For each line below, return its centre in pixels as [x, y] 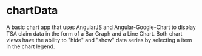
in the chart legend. [31, 46]
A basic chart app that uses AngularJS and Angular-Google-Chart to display [101, 27]
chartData [32, 11]
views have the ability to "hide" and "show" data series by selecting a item [99, 40]
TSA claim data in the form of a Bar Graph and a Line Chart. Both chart [94, 33]
